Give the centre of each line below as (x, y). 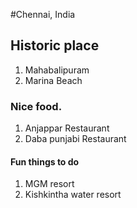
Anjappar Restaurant (67, 128)
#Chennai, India (43, 14)
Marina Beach (53, 80)
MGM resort (49, 184)
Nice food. (36, 106)
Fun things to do (45, 161)
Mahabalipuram (57, 70)
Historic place (55, 45)
